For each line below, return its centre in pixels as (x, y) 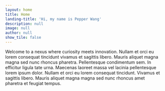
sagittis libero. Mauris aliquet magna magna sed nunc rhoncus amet (75, 78)
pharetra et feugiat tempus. (33, 83)
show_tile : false (23, 38)
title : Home (17, 14)
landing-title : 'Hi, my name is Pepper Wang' (53, 19)
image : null (17, 28)
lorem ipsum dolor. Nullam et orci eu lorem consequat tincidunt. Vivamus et (82, 73)
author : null (19, 33)
